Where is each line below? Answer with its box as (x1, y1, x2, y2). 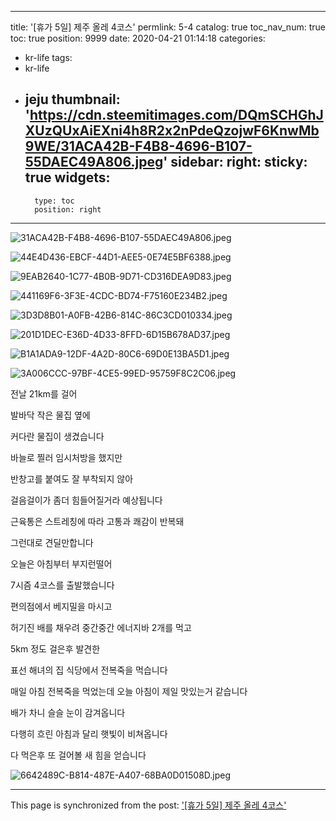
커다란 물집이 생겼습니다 (10, 430, 105, 442)
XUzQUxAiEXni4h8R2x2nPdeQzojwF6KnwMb (24, 122, 320, 140)
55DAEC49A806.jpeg (24, 154, 164, 171)
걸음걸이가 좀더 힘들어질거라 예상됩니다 (10, 494, 163, 506)
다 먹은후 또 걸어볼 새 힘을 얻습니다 (10, 749, 147, 761)
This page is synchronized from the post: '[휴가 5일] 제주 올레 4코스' (10, 799, 287, 811)
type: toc (34, 196, 75, 206)
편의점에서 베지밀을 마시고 (10, 600, 113, 612)
